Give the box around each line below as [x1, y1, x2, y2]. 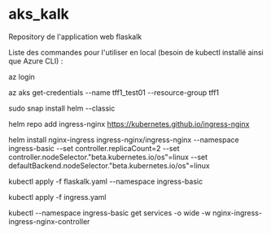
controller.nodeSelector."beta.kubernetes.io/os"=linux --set [8, 152, 208, 162]
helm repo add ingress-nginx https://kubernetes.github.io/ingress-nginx [8, 119, 250, 128]
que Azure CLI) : [8, 56, 63, 66]
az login [8, 71, 35, 81]
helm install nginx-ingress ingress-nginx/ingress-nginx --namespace [8, 135, 239, 145]
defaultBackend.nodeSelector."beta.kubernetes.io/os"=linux [8, 160, 210, 171]
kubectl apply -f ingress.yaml [8, 192, 107, 201]
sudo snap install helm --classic [8, 103, 116, 113]
